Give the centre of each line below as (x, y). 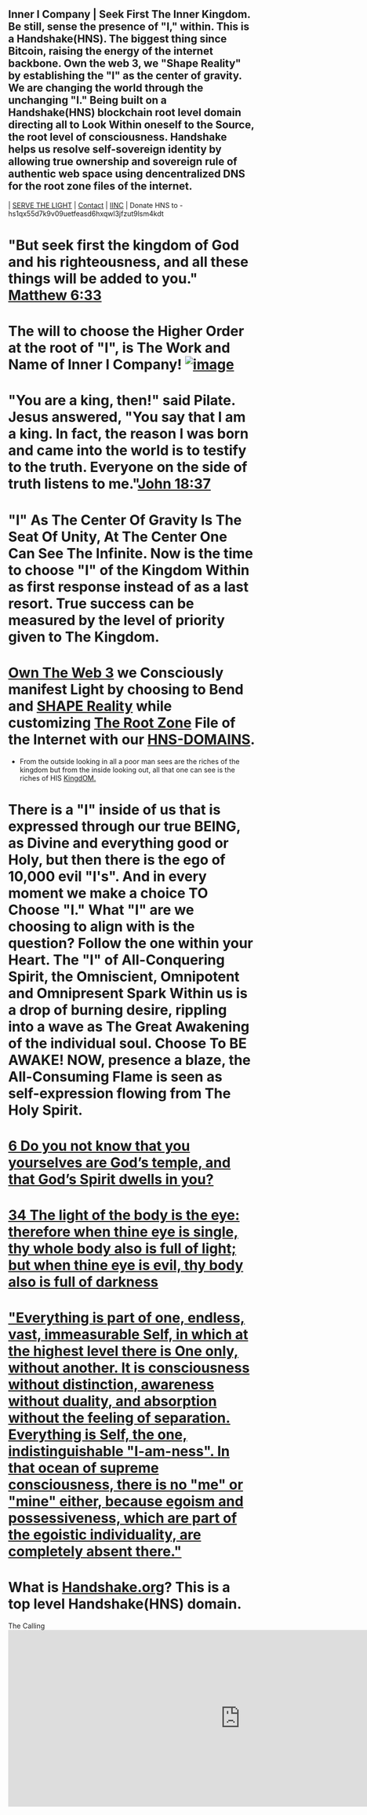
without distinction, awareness (111, 1385)
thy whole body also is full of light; (122, 1249)
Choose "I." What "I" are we (101, 910)
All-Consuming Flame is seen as (115, 1076)
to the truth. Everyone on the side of (128, 467)
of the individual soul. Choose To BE (127, 1043)
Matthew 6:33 (55, 295)
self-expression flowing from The (120, 1093)
